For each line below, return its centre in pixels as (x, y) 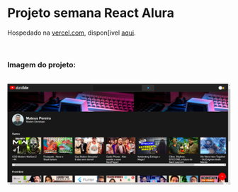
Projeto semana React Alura (91, 13)
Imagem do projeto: (42, 64)
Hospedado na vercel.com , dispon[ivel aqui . (72, 33)
